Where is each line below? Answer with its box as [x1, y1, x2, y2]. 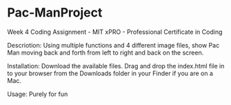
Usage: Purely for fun [7, 90, 68, 98]
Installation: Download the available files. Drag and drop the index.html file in [7, 61, 225, 70]
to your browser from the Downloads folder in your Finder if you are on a [7, 69, 214, 77]
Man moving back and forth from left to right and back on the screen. [7, 48, 204, 57]
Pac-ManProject [7, 5, 103, 21]
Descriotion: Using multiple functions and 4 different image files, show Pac [7, 41, 220, 49]
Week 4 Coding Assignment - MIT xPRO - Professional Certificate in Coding [7, 28, 223, 36]
